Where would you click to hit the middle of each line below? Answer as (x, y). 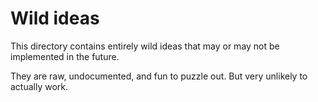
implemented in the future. (65, 56)
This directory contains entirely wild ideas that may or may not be (145, 46)
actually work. (39, 86)
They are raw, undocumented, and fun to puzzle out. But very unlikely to (159, 76)
